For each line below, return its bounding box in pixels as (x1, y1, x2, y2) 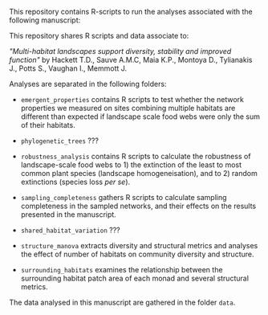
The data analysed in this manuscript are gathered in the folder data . (9, 297, 236, 307)
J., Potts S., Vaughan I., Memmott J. (9, 63, 128, 73)
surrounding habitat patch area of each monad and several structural (20, 273, 250, 283)
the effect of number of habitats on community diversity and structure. (20, 249, 254, 259)
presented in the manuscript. (20, 210, 117, 219)
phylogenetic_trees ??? (20, 136, 99, 145)
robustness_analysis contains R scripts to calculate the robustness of (20, 152, 251, 161)
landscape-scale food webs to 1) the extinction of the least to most (20, 160, 242, 170)
